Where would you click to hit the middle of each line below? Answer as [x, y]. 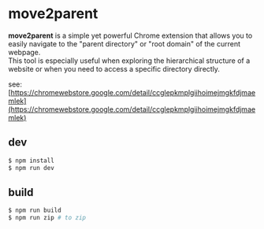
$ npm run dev [32, 168]
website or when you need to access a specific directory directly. [114, 68]
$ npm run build [35, 211]
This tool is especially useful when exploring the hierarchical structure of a [129, 61]
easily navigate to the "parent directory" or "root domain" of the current [124, 43]
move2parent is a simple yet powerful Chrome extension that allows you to [130, 35]
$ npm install [32, 161]
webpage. [24, 52]
